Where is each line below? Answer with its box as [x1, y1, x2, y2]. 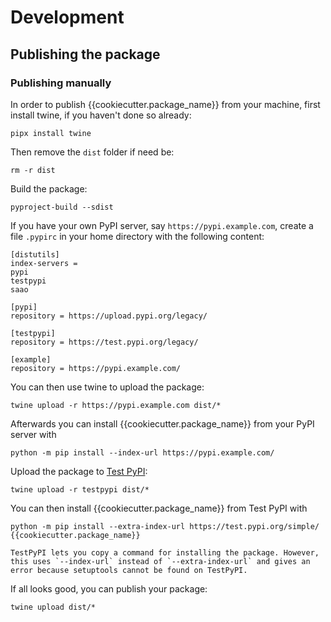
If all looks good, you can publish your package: [10, 582, 208, 595]
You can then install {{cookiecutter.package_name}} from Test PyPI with [10, 502, 308, 514]
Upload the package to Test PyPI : [10, 465, 148, 477]
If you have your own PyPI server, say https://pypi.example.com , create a [10, 219, 314, 231]
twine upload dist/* [10, 602, 97, 612]
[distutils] [10, 249, 60, 260]
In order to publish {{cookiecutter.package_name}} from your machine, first [10, 98, 321, 110]
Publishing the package [10, 46, 161, 63]
